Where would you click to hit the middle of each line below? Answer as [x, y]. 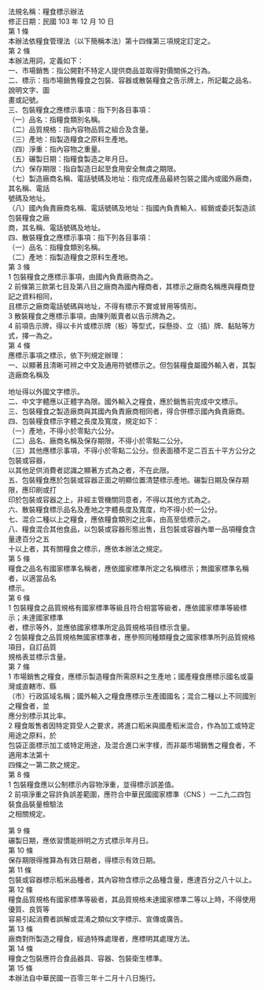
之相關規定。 [29, 814]
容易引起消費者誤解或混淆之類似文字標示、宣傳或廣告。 [97, 919]
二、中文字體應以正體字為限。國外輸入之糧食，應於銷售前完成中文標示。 [125, 401]
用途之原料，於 [32, 735]
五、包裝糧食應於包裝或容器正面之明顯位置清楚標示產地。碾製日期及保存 [125, 480]
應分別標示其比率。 [39, 716]
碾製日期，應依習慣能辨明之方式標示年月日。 [81, 840]
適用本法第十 [29, 755]
